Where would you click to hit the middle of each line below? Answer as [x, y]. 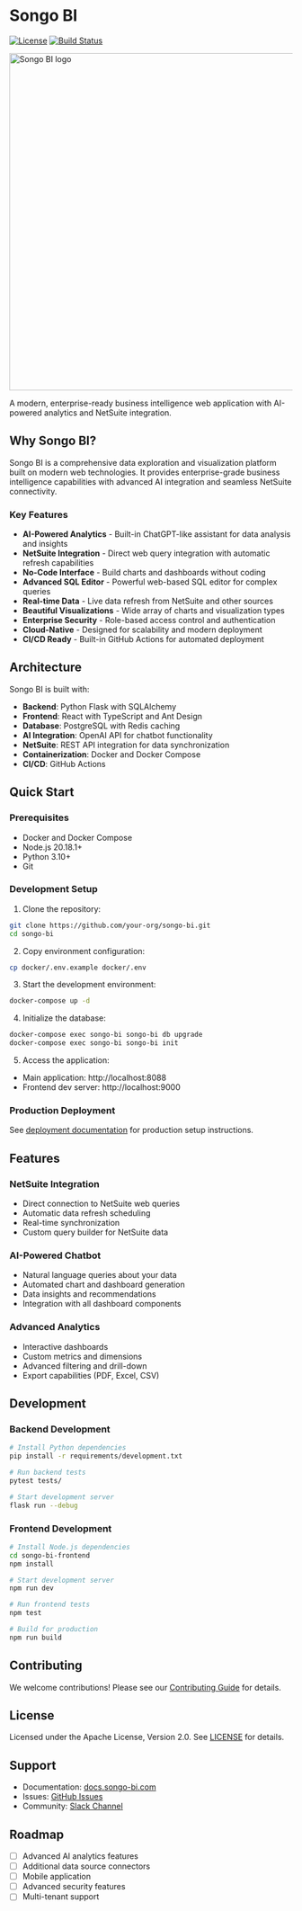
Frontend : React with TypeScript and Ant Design [112, 716]
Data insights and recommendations [89, 1294]
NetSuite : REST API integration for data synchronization [126, 745]
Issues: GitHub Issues [62, 1797]
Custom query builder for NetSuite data [95, 1232]
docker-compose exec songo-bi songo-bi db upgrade [106, 1035]
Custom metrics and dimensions [82, 1356]
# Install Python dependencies [68, 1448]
